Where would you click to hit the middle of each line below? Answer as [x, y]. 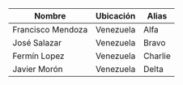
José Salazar [37, 42]
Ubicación [116, 16]
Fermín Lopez [38, 56]
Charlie [157, 56]
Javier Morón [38, 69]
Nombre [50, 16]
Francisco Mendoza [50, 30]
